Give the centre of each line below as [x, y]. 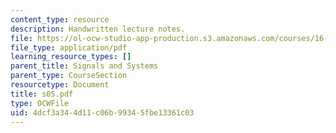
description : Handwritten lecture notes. [98, 29]
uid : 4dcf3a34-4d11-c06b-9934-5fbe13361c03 [102, 112]
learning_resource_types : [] [71, 57]
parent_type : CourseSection [69, 76]
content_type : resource [60, 19]
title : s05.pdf [42, 94]
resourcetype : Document [60, 85]
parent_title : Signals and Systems [84, 66]
